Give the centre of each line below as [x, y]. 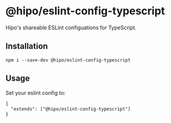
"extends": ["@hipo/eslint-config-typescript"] [71, 109]
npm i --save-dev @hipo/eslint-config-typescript [68, 60]
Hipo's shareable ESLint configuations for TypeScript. [71, 27]
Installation [27, 46]
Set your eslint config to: [36, 93]
